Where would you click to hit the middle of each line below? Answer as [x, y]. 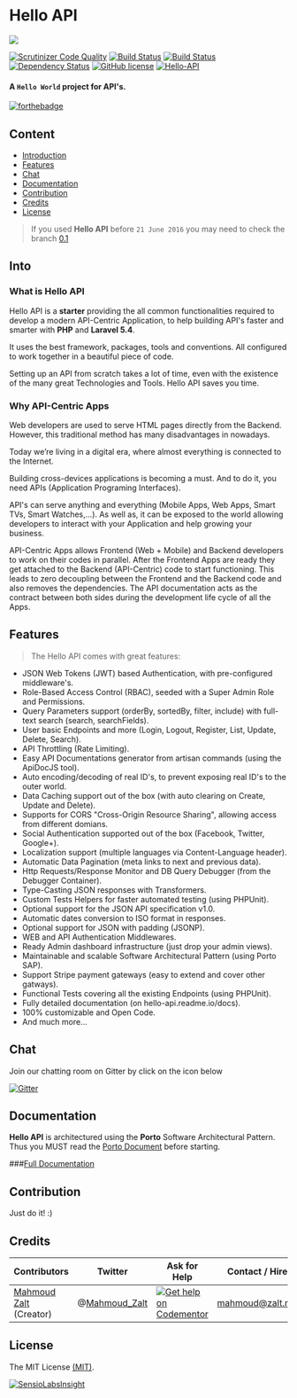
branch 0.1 [49, 238]
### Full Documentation [52, 1164]
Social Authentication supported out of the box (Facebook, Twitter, [143, 833]
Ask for [183, 1266]
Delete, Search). [51, 739]
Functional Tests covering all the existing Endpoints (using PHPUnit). [146, 993]
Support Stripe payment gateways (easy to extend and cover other [143, 974]
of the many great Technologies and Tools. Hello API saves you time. [134, 383]
